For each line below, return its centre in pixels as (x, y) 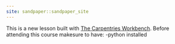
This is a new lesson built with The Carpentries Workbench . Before (88, 28)
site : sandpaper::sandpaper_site (47, 11)
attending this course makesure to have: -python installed (77, 34)
